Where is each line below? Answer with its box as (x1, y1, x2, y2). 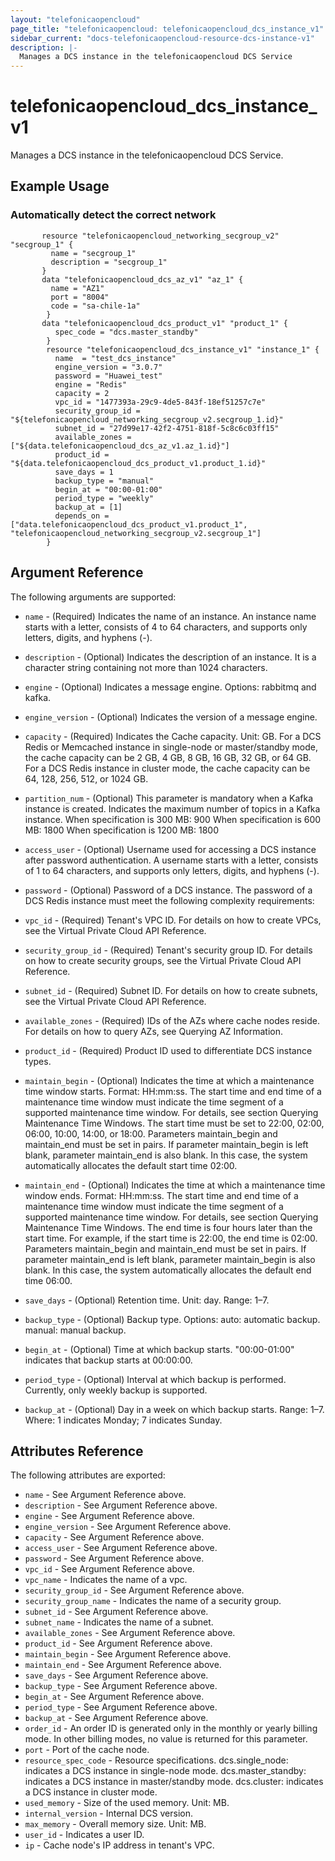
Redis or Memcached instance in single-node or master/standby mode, (24, 741, 319, 753)
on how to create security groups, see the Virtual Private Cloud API (24, 954, 302, 966)
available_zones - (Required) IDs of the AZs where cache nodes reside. (24, 1014, 320, 1026)
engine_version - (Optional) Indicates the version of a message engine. (24, 711, 318, 723)
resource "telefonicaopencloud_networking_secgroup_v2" (41, 231, 280, 241)
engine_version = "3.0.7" (54, 362, 163, 372)
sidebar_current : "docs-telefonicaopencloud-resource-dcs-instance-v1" (10, 33, 315, 43)
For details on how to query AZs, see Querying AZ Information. (24, 1025, 284, 1037)
